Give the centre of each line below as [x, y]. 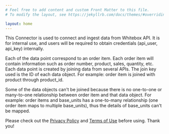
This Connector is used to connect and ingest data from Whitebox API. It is [82, 38]
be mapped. [18, 111]
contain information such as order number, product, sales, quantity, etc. [79, 64]
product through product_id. [34, 80]
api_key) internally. [25, 49]
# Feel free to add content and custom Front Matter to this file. [77, 10]
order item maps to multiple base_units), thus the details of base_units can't [83, 106]
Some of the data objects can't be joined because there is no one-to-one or [84, 90]
